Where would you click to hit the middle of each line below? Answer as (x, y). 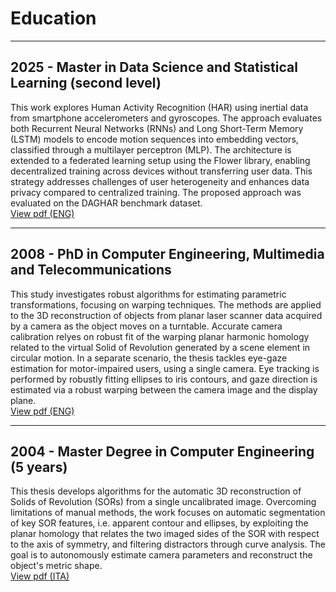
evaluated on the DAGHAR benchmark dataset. (106, 203)
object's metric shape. (56, 566)
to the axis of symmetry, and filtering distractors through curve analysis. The (168, 544)
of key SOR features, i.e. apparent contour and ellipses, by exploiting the (159, 523)
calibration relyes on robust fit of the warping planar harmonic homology (160, 336)
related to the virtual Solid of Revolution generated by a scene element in (160, 347)
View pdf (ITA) (40, 576)
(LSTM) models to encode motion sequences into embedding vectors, (154, 139)
